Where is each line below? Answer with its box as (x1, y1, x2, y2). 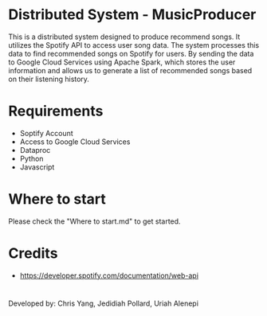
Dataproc (19, 145, 51, 154)
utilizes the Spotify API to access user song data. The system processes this (8, 40, 260, 49)
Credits (8, 244, 58, 262)
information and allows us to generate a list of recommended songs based (8, 65, 253, 75)
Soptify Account (19, 128, 73, 138)
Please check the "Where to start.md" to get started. (8, 217, 181, 226)
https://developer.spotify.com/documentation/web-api (19, 271, 199, 280)
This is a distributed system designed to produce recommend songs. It (8, 32, 241, 41)
